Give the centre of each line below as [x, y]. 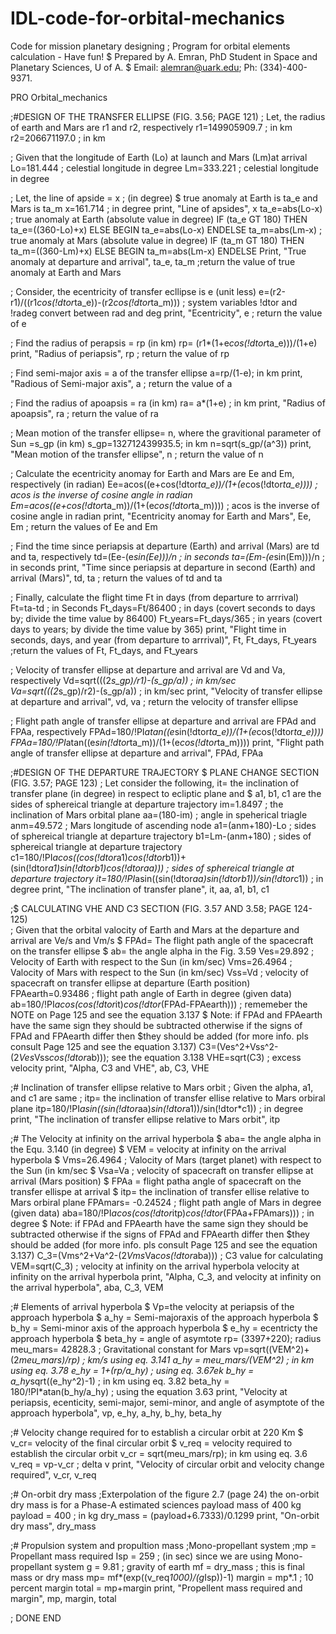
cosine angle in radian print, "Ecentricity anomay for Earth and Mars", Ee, [161, 516]
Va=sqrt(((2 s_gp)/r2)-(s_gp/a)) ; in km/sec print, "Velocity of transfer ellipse [166, 691]
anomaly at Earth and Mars [66, 272]
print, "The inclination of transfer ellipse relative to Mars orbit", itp [145, 1119]
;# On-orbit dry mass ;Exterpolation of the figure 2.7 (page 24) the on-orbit [165, 1494]
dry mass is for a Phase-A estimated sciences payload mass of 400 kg [156, 1504]
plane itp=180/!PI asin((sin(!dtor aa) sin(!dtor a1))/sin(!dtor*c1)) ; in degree [157, 1108]
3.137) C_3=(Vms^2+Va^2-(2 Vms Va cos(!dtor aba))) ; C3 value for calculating [167, 1255]
